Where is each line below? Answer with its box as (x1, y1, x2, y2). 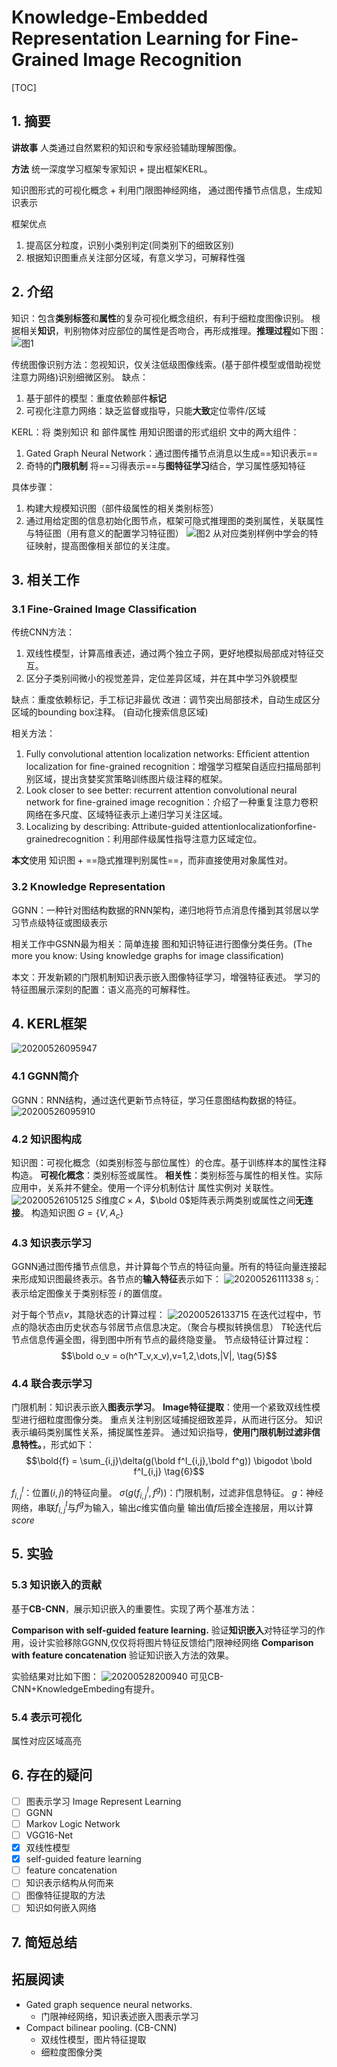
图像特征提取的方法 (25, 1889, 106, 1901)
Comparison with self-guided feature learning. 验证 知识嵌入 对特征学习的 (11, 1624, 317, 1636)
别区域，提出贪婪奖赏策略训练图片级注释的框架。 (25, 773, 228, 785)
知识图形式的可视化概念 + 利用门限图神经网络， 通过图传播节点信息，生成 (11, 184, 314, 196)
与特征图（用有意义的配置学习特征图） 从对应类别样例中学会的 (25, 527, 310, 539)
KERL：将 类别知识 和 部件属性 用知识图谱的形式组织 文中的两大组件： (11, 426, 300, 438)
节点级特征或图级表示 (19, 916, 108, 928)
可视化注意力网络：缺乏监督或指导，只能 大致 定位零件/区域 (25, 404, 266, 416)
